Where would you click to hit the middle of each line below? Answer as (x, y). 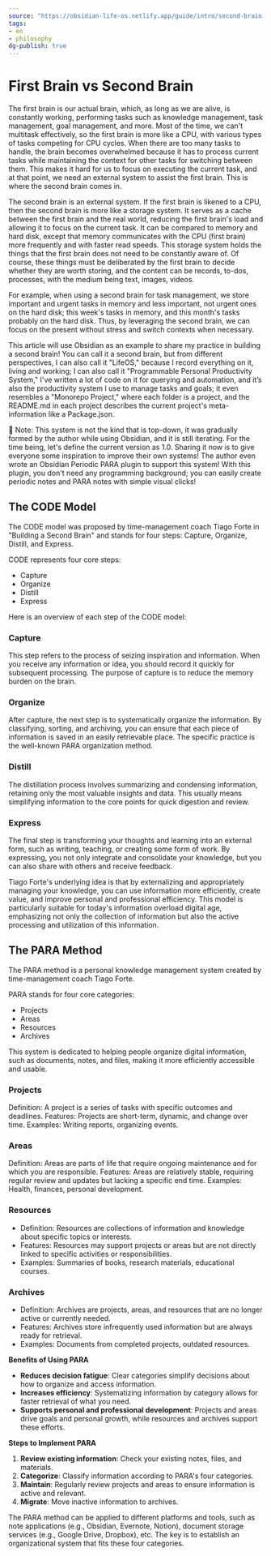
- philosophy (30, 39)
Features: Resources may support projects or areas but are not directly (138, 1245)
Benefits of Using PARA (49, 1360)
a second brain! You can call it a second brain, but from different (116, 354)
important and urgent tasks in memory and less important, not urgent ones (133, 304)
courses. (35, 1271)
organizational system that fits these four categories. (96, 1543)
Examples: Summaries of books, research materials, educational (127, 1262)
